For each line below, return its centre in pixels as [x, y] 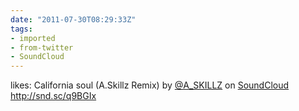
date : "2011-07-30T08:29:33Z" [73, 19]
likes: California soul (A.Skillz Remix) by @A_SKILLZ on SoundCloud [150, 85]
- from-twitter [42, 47]
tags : [21, 29]
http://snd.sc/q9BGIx [53, 96]
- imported [33, 38]
